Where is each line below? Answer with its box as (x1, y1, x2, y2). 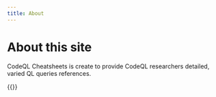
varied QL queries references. (7, 69, 92, 77)
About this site (7, 39, 92, 55)
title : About (7, 10, 44, 17)
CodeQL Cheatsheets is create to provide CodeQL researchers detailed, (7, 62, 210, 70)
